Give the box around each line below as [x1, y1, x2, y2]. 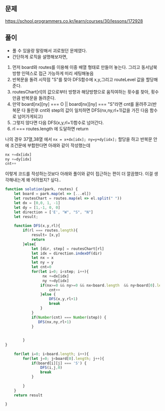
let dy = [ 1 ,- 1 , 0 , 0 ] [14, 205, 60, 210]
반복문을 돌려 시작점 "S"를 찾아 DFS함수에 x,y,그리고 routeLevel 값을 [12, 76, 145, 82]
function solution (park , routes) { [5, 187, 78, 192]
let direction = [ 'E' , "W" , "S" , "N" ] [14, 210, 93, 215]
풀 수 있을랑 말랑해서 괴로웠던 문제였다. [12, 47, 87, 53]
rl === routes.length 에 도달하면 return [12, 126, 89, 131]
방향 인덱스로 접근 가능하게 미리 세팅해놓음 [12, 70, 94, 76]
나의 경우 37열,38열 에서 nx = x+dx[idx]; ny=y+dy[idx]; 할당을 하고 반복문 [5, 136, 152, 142]
